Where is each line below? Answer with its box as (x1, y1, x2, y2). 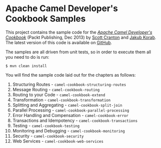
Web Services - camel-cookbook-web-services (12, 138, 104, 144)
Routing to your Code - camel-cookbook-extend (12, 92, 106, 98)
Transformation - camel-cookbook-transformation (12, 97, 111, 102)
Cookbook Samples (5, 13, 86, 24)
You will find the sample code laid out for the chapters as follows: (5, 72, 136, 78)
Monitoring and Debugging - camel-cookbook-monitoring (12, 128, 125, 133)
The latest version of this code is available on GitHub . (5, 39, 112, 45)
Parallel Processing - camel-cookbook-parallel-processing (12, 107, 129, 113)
